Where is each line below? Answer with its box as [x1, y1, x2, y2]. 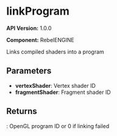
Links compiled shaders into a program [6, 48, 105, 55]
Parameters [6, 66, 52, 76]
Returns [6, 106, 38, 116]
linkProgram [6, 4, 70, 18]
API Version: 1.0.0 [6, 24, 52, 32]
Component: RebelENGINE [6, 36, 74, 43]
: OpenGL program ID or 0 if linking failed [6, 122, 110, 129]
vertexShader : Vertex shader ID [15, 82, 96, 89]
